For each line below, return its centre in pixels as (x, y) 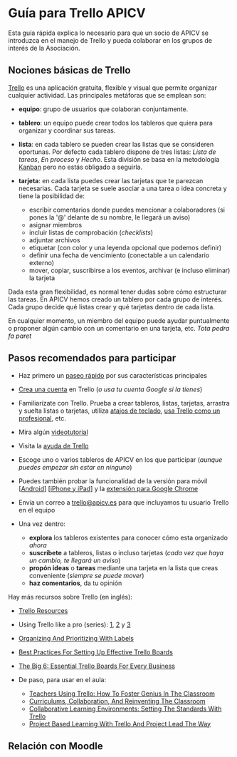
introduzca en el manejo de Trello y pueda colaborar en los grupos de (110, 40)
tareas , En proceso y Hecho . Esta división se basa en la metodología (119, 159)
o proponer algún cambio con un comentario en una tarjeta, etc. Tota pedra (119, 328)
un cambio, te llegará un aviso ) (75, 560)
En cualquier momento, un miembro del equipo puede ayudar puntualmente (119, 320)
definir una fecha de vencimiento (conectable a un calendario (119, 255)
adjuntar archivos (54, 240)
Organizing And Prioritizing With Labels (76, 638)
